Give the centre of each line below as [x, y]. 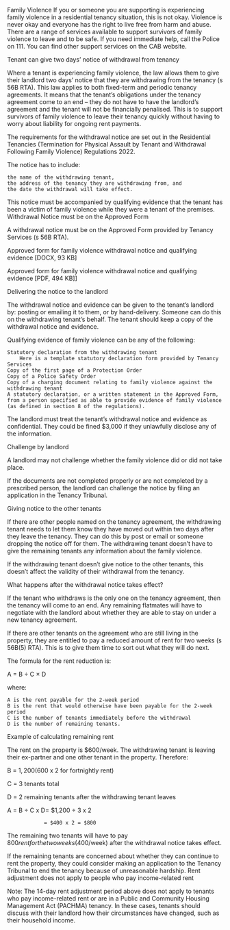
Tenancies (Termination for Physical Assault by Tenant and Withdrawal [107, 144]
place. [16, 467]
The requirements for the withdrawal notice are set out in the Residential [109, 137]
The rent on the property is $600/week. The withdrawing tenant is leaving [111, 750]
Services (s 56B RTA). [38, 237]
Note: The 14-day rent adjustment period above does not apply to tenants [111, 891]
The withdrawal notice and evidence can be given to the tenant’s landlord [111, 305]
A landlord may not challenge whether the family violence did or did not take [115, 460]
